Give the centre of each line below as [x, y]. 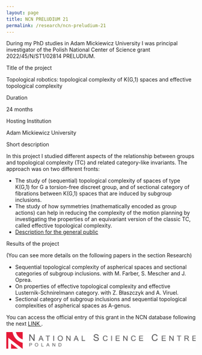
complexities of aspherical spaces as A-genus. [73, 305]
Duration [17, 98]
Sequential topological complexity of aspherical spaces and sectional [101, 267]
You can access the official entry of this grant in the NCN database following [101, 318]
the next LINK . [25, 324]
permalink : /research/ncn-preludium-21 [56, 25]
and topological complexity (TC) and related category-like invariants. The [97, 162]
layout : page [23, 13]
